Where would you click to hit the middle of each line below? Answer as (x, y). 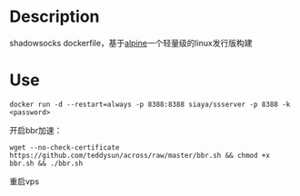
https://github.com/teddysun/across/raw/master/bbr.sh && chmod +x (140, 155)
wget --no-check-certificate (65, 147)
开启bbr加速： (36, 130)
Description (55, 17)
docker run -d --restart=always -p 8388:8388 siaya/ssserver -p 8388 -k (150, 104)
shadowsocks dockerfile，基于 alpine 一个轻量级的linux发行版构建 (131, 43)
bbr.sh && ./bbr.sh (46, 163)
